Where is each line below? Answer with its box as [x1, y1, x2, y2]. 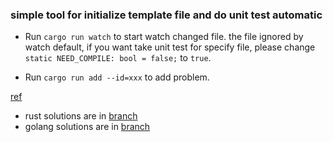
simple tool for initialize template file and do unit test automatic [10, 8, 323, 22]
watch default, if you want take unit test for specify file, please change [24, 41, 316, 53]
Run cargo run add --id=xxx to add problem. [24, 71, 210, 83]
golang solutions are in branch [24, 121, 151, 133]
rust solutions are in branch [24, 110, 138, 122]
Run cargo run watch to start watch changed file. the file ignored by [24, 31, 304, 43]
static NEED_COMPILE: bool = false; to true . [24, 52, 212, 64]
